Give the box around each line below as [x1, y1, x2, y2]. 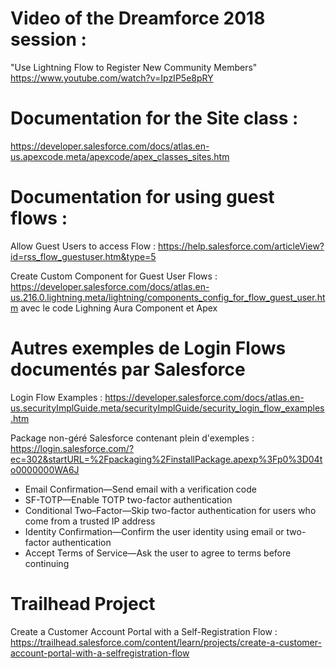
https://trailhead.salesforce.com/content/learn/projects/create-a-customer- [10, 636, 322, 648]
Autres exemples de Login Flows [10, 337, 287, 359]
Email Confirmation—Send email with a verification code [24, 483, 257, 495]
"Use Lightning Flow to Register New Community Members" [10, 61, 258, 73]
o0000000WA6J [10, 463, 80, 476]
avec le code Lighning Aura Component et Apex [20, 302, 218, 314]
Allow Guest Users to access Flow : [10, 240, 157, 252]
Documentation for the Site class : [10, 107, 299, 130]
